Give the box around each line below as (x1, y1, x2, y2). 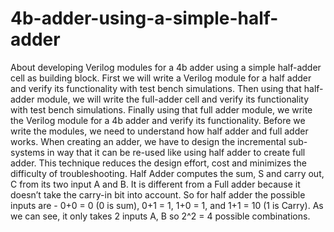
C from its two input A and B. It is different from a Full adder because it (10, 178, 301, 190)
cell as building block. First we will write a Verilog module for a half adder (10, 72, 312, 84)
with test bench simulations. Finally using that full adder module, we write (10, 103, 313, 116)
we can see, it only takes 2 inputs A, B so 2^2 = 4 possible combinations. (10, 210, 311, 222)
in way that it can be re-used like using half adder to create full (46, 146, 306, 158)
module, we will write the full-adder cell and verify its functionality (36, 93, 310, 105)
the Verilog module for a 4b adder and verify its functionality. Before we (10, 114, 306, 126)
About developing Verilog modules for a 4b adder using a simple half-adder (10, 61, 322, 73)
